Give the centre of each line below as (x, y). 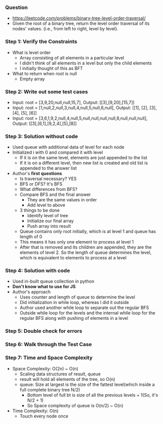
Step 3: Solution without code (42, 136)
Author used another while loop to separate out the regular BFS (84, 308)
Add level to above (46, 205)
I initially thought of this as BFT (51, 68)
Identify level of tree (48, 216)
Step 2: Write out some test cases (47, 92)
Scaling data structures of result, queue (60, 374)
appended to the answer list (48, 168)
